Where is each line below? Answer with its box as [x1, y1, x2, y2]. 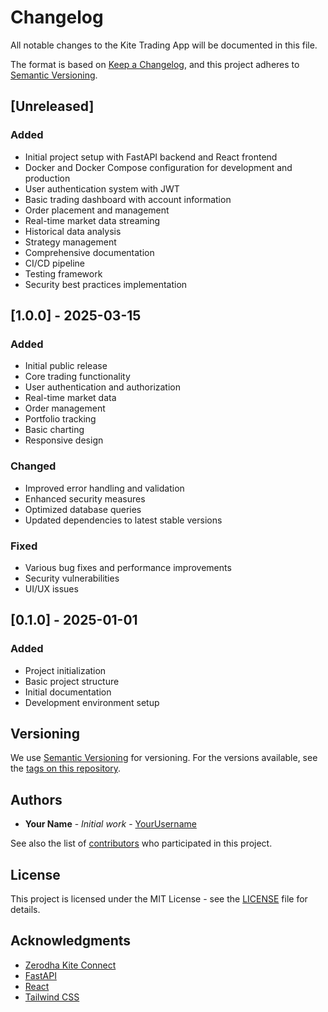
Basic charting [24, 424, 85, 436]
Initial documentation [24, 686, 112, 698]
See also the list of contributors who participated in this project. [10, 837, 273, 850]
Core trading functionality [24, 371, 131, 383]
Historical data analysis [24, 225, 122, 237]
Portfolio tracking [24, 413, 97, 425]
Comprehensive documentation [24, 246, 155, 258]
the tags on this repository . [10, 762, 122, 775]
